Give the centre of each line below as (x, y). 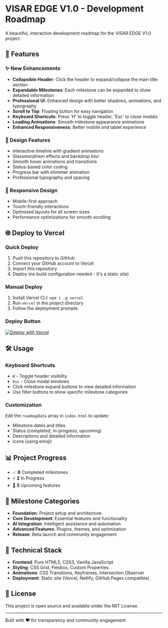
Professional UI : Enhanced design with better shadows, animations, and (87, 100)
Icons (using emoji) (32, 441)
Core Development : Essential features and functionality (70, 519)
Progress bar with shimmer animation (51, 172)
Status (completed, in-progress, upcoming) (57, 431)
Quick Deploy (22, 247)
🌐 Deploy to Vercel (35, 233)
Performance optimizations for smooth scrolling (61, 217)
